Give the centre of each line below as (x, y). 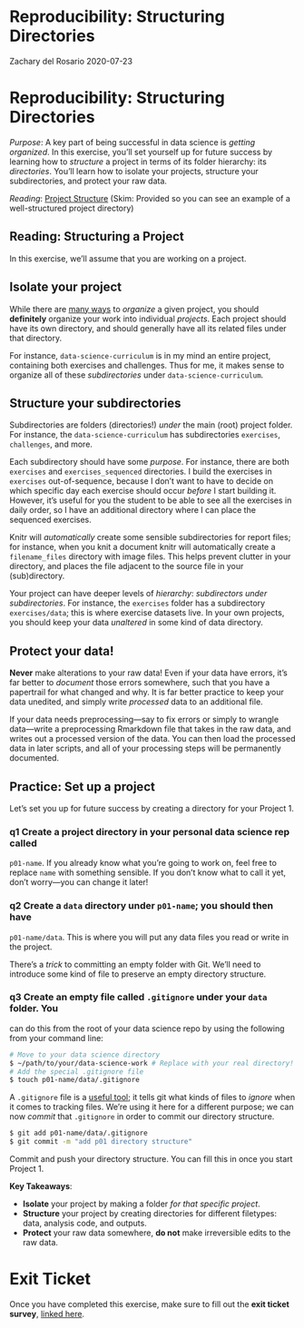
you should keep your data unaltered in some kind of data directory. (136, 623)
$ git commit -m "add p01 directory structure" (101, 1142)
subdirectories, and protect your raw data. (88, 181)
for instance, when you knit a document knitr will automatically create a (142, 547)
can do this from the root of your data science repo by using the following (147, 1028)
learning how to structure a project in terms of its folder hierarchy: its (138, 162)
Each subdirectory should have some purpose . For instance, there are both (150, 462)
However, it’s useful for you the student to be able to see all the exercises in (151, 500)
